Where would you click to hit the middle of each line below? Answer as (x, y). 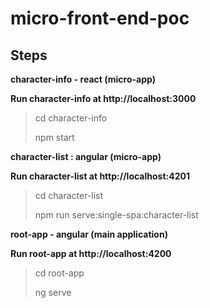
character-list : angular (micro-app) (86, 156)
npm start (54, 137)
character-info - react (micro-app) (83, 79)
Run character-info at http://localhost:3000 (103, 98)
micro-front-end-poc (100, 18)
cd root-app (59, 273)
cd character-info (71, 118)
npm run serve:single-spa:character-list (116, 215)
